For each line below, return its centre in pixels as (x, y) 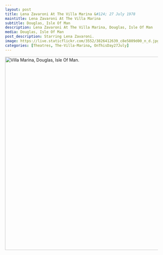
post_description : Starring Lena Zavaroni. (50, 37)
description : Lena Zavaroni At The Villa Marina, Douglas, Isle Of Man (79, 28)
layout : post (18, 9)
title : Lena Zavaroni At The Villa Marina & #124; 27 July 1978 (70, 14)
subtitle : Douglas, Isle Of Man (38, 23)
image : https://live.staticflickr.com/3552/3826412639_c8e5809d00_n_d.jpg (82, 41)
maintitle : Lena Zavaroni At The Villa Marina (53, 18)
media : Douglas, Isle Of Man (34, 32)
